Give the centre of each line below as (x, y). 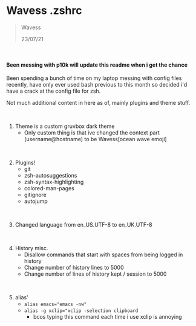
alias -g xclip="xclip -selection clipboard (81, 311)
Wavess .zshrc (44, 11)
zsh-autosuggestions (51, 176)
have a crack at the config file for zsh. (54, 91)
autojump (36, 201)
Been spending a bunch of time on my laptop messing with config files (94, 78)
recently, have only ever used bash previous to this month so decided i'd (97, 85)
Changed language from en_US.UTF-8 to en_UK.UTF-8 (83, 225)
